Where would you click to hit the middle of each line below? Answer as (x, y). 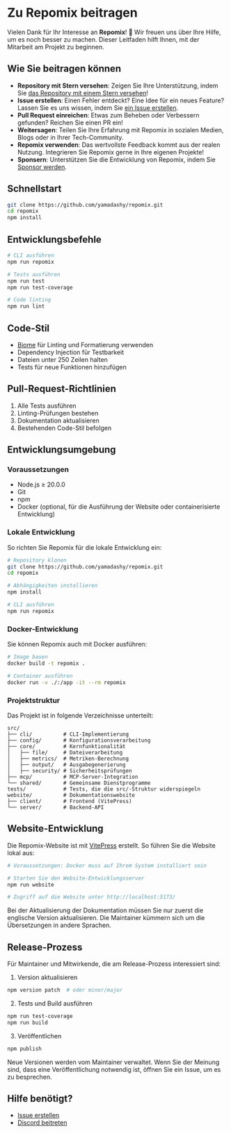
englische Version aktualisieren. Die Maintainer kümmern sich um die (106, 918)
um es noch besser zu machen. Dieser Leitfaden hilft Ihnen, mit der (103, 39)
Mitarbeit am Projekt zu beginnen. (56, 47)
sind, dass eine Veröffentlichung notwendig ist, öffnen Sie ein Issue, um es (114, 1069)
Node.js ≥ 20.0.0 (41, 484)
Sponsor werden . (42, 167)
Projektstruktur (34, 700)
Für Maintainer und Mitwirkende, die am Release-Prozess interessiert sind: (114, 964)
